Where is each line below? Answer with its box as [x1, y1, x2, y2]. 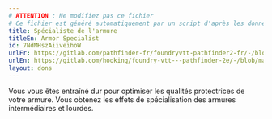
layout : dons [8, 64, 53, 72]
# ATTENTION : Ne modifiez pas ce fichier [8, 11, 154, 20]
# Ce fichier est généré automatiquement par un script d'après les [8, 19, 244, 27]
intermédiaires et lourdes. [8, 103, 94, 113]
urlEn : [8, 57, 31, 65]
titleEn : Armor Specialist [8, 34, 100, 43]
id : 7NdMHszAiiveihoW [8, 42, 82, 50]
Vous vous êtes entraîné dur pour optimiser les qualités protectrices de [8, 86, 245, 96]
